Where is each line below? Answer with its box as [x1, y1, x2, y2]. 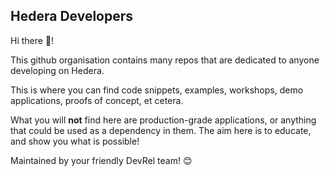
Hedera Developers [10, 8, 134, 25]
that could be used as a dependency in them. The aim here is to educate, [10, 124, 312, 136]
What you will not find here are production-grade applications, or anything [10, 114, 317, 126]
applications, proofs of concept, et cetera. [10, 94, 184, 106]
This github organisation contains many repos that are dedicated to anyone [10, 54, 320, 66]
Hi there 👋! [10, 34, 55, 46]
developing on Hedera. [10, 64, 105, 76]
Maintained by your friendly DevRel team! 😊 [10, 154, 193, 166]
